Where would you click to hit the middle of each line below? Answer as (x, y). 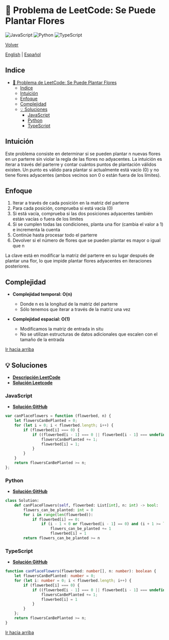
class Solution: (22, 501)
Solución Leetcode (32, 383)
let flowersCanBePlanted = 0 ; (46, 421)
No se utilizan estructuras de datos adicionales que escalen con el (89, 334)
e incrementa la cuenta (36, 230)
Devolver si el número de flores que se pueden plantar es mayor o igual (87, 240)
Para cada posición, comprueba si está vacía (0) (63, 208)
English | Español (23, 54)
